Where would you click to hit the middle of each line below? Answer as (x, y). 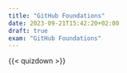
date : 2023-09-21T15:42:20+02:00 (64, 23)
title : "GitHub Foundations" (57, 16)
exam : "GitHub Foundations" (55, 38)
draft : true (28, 30)
